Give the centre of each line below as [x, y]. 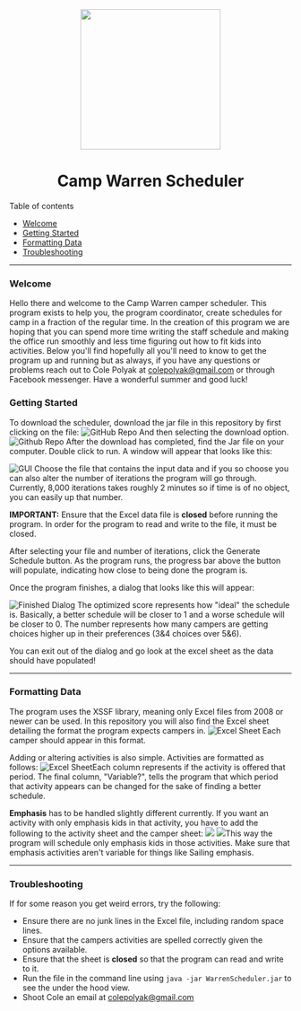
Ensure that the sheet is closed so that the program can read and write [153, 959]
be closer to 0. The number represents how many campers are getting [139, 624]
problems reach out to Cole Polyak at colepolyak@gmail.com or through [142, 370]
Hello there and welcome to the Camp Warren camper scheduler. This [138, 303]
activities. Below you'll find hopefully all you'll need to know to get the [138, 351]
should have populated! [53, 660]
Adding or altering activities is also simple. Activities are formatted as [137, 757]
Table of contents [42, 206]
